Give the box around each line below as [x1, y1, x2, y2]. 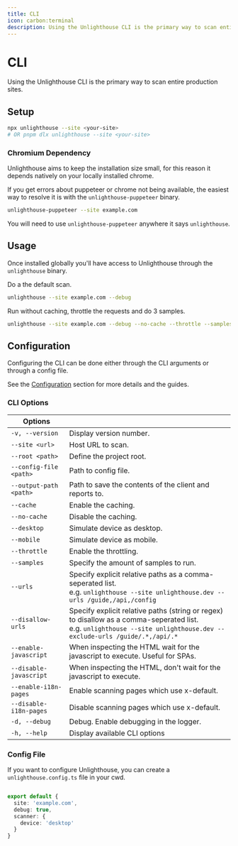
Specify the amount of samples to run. [69, 558, 196, 568]
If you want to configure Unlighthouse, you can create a [7, 766, 170, 774]
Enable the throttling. [69, 546, 139, 556]
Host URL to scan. [69, 439, 129, 449]
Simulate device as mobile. [69, 534, 158, 544]
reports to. [69, 488, 104, 498]
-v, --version [11, 429, 59, 437]
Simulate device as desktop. [69, 523, 163, 533]
